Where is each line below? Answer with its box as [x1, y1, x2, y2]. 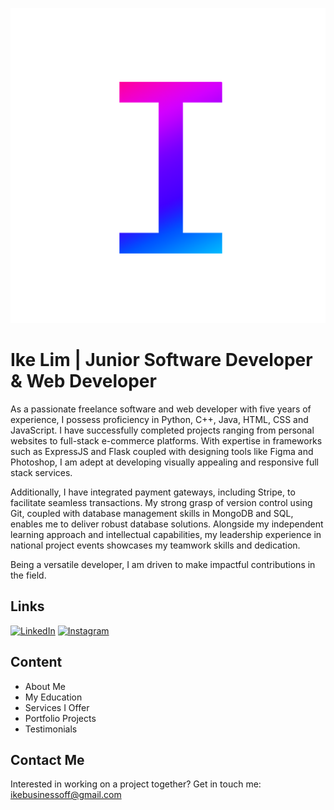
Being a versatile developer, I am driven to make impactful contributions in [10, 558, 316, 570]
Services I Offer [24, 701, 90, 713]
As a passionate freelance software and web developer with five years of [10, 403, 312, 415]
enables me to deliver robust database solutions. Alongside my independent [10, 518, 324, 530]
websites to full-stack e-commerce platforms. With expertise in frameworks [10, 434, 323, 447]
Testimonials [24, 723, 78, 735]
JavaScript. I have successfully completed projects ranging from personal [10, 424, 315, 436]
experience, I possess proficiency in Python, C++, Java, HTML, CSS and [10, 413, 309, 425]
